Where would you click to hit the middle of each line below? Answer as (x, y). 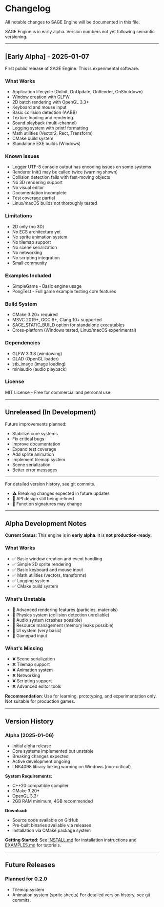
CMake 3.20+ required (35, 315)
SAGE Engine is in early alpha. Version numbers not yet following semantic (80, 31)
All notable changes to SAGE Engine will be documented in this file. (72, 22)
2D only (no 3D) (28, 226)
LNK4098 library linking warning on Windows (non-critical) (72, 767)
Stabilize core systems (35, 433)
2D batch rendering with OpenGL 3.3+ (51, 102)
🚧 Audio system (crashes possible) (47, 620)
